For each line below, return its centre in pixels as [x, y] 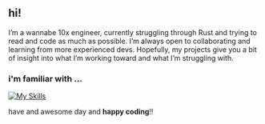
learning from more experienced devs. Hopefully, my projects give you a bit [133, 49]
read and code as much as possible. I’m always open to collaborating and [129, 41]
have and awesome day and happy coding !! [81, 112]
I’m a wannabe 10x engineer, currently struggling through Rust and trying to [133, 32]
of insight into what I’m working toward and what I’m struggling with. [121, 58]
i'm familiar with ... [45, 78]
